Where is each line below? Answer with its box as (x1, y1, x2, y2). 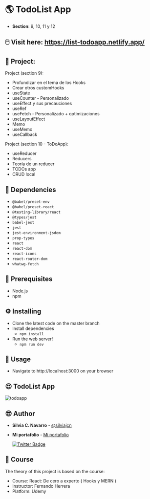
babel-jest (12, 220, 35, 225)
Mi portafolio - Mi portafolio (12, 432, 69, 438)
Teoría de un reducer (12, 161, 55, 167)
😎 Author (5, 409, 35, 418)
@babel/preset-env (12, 199, 50, 204)
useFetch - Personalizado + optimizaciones (12, 111, 100, 117)
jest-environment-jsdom (12, 230, 61, 235)
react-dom (12, 246, 33, 251)
